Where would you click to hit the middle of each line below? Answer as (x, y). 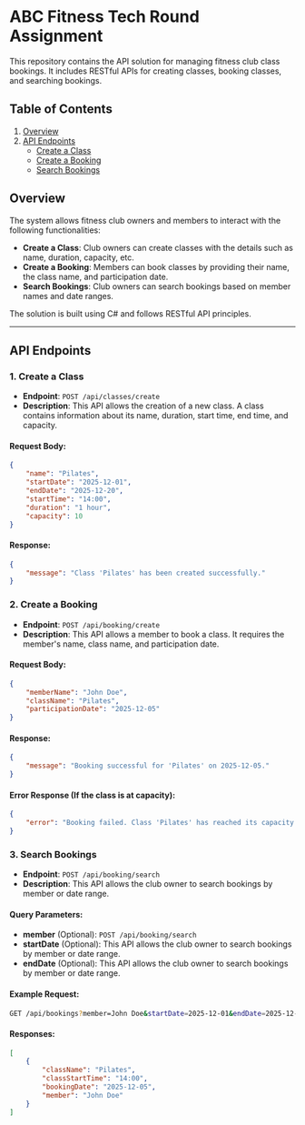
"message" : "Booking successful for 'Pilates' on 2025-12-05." (148, 766)
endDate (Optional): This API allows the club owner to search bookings (155, 964)
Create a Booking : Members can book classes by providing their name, (156, 266)
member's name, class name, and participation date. (121, 644)
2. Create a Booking (54, 605)
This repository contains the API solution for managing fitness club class (145, 61)
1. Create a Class (47, 377)
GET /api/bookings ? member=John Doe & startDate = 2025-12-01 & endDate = (138, 1013)
